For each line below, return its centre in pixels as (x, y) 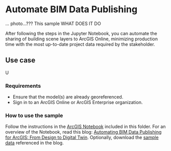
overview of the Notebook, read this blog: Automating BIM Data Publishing (83, 132)
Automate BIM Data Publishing (71, 9)
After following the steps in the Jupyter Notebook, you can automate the (81, 33)
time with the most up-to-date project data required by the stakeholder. (80, 44)
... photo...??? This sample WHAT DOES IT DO (53, 23)
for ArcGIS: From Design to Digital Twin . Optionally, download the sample (82, 137)
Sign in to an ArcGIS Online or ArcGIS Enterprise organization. (78, 103)
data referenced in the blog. (34, 143)
